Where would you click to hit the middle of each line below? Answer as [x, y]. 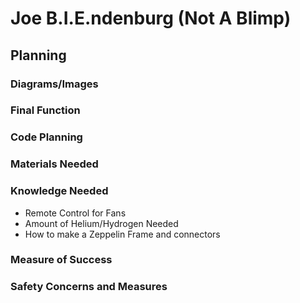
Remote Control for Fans [75, 213]
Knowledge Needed [59, 191]
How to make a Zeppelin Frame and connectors [122, 234]
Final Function [45, 110]
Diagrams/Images [54, 84]
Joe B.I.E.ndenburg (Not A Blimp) [151, 18]
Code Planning [46, 137]
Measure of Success [61, 260]
